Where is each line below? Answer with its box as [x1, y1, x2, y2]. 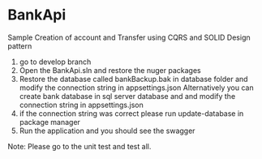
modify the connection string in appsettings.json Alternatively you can [19, 83, 254, 92]
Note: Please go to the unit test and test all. [7, 141, 152, 151]
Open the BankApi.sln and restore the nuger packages [19, 65, 201, 75]
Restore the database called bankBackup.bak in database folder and [19, 74, 248, 84]
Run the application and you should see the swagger [19, 126, 195, 135]
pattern [7, 41, 32, 50]
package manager [19, 117, 80, 127]
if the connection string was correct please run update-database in [19, 108, 244, 118]
